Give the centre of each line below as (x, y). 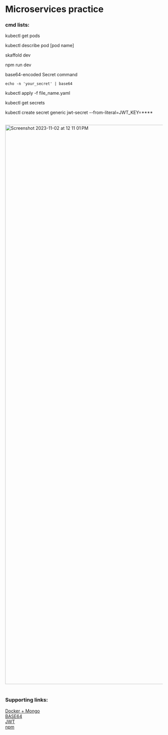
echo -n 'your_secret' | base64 (39, 84)
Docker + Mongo (22, 711)
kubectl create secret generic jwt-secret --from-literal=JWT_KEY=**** (79, 113)
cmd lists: (17, 25)
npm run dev (18, 65)
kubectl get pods (22, 36)
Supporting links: (27, 700)
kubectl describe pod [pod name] (39, 46)
